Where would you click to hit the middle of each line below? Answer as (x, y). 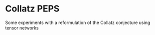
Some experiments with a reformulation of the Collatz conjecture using (78, 22)
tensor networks (22, 27)
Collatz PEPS (32, 9)
